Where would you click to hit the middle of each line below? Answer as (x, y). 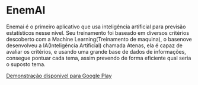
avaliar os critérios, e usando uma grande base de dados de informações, (96, 51)
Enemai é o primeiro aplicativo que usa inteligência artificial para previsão (96, 27)
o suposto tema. (26, 64)
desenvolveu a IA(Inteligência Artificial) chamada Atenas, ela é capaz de (94, 45)
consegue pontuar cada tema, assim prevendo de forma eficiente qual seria (99, 58)
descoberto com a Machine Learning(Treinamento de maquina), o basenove (99, 39)
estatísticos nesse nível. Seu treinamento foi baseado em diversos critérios (98, 32)
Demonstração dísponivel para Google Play (59, 76)
